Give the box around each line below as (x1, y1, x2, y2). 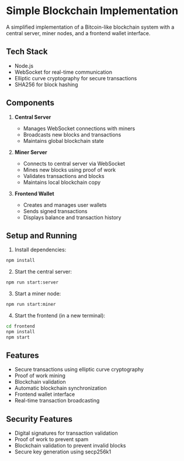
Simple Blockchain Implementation (6, 4, 179, 18)
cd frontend (6, 323, 35, 329)
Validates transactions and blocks (23, 172, 105, 179)
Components (6, 98, 54, 108)
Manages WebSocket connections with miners (23, 125, 136, 132)
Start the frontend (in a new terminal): (14, 312, 106, 319)
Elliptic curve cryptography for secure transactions (14, 74, 137, 81)
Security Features (6, 414, 73, 424)
